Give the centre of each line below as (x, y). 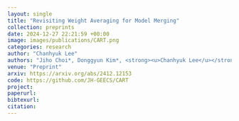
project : (20, 87)
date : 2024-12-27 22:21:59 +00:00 (59, 34)
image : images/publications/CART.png (63, 41)
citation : (22, 107)
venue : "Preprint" (34, 67)
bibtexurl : (23, 100)
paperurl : (22, 93)
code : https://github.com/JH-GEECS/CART (68, 80)
